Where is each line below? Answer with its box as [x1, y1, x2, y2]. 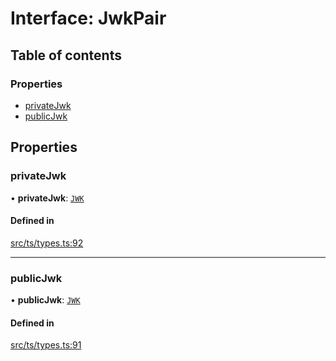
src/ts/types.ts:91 [10, 339, 82, 351]
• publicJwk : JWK [10, 294, 81, 306]
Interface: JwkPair [10, 7, 167, 30]
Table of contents [10, 47, 122, 64]
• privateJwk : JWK [10, 192, 85, 204]
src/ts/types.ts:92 [10, 237, 84, 249]
